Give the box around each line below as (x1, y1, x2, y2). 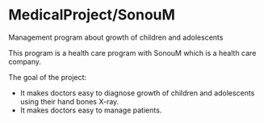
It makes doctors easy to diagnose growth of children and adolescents (19, 87, 255, 98)
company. (8, 57, 42, 66)
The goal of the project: (8, 72, 87, 82)
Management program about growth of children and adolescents (8, 32, 224, 42)
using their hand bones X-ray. (19, 96, 119, 106)
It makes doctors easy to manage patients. (19, 105, 162, 115)
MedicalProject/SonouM (8, 6, 176, 24)
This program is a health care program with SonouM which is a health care (8, 48, 257, 57)
